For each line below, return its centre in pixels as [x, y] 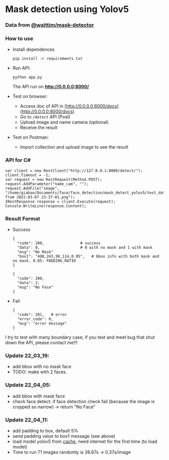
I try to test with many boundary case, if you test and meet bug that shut [80, 337]
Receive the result [39, 127]
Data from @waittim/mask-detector [50, 25]
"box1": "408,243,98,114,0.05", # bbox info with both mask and [88, 256]
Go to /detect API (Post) [45, 117]
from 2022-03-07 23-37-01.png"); [40, 197]
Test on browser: [30, 96]
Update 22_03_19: [27, 355]
